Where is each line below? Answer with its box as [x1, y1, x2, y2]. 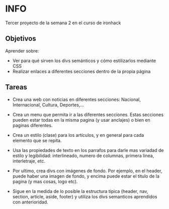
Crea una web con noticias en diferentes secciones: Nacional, [12, 96, 141, 102]
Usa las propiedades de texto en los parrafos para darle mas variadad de [12, 147, 164, 153]
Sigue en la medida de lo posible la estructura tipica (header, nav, [12, 188, 148, 194]
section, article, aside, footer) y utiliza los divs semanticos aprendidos [12, 193, 157, 199]
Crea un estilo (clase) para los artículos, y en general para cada [12, 132, 144, 138]
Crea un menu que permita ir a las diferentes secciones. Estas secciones [12, 112, 164, 118]
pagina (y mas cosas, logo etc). [12, 178, 78, 184]
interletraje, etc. [12, 158, 45, 164]
